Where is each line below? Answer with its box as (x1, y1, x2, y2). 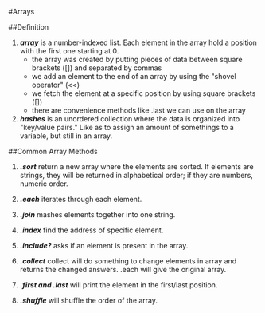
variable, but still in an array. (19, 131, 113, 141)
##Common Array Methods (8, 147, 98, 156)
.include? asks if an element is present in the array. (19, 241, 189, 250)
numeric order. (19, 179, 69, 188)
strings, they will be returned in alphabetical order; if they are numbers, (19, 171, 253, 180)
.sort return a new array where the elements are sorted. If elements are (19, 162, 254, 171)
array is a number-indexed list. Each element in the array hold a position (19, 38, 257, 47)
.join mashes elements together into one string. (19, 210, 176, 219)
